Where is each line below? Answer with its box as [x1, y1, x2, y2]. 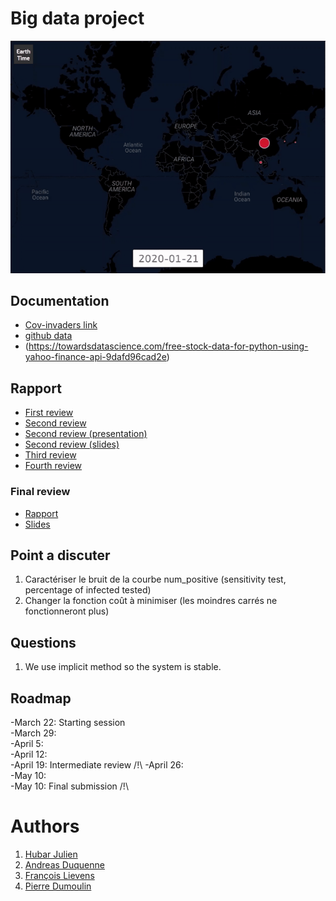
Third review [24, 449, 77, 461]
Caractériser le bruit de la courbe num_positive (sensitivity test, [24, 573, 287, 586]
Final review [10, 485, 71, 499]
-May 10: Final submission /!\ [10, 780, 129, 792]
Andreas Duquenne [24, 858, 105, 871]
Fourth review [24, 460, 83, 472]
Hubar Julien [24, 848, 78, 860]
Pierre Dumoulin [24, 880, 92, 892]
